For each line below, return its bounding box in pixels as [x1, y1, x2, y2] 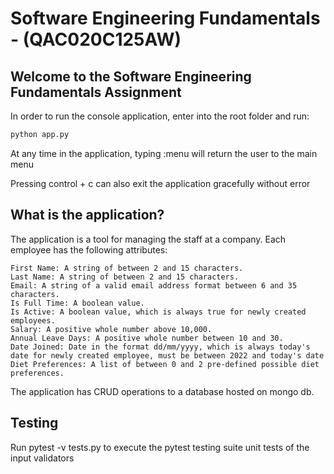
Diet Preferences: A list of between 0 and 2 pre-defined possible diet [10, 359, 320, 369]
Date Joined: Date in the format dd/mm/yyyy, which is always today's [10, 342, 311, 352]
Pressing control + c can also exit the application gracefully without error [10, 177, 311, 189]
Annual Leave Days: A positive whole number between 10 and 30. [10, 333, 284, 343]
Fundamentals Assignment [10, 83, 182, 101]
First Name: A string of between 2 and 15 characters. [10, 263, 244, 273]
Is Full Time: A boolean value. [10, 298, 145, 308]
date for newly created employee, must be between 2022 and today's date [10, 350, 325, 361]
